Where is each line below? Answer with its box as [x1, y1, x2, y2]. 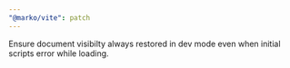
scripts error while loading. [8, 47, 110, 59]
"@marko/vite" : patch [8, 13, 91, 23]
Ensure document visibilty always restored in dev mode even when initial [8, 38, 281, 49]
